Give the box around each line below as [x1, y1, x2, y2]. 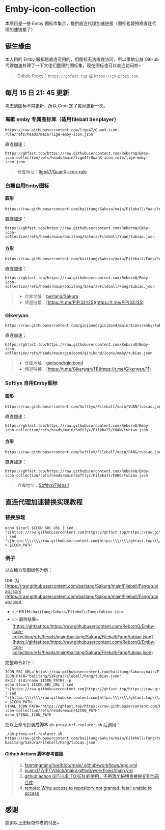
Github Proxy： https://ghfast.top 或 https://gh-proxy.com [17, 73, 138, 79]
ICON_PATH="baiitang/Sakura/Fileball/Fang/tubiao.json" [5, 674, 122, 679]
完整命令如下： [5, 659, 35, 665]
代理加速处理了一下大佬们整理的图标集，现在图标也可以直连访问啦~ [5, 62, 141, 68]
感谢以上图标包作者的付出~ [5, 820, 60, 826]
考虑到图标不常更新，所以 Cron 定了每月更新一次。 [5, 102, 108, 109]
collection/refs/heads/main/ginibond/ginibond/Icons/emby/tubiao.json [5, 351, 153, 356]
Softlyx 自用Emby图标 [5, 380, 58, 386]
